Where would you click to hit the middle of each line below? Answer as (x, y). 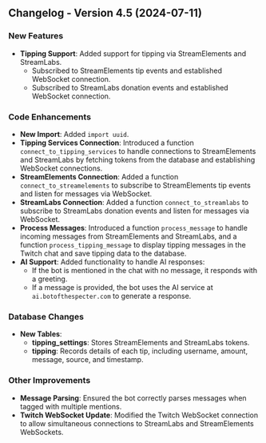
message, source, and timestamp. (87, 360)
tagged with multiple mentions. (71, 406)
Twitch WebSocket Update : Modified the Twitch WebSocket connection (139, 415)
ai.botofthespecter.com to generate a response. (111, 296)
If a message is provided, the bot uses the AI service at (122, 287)
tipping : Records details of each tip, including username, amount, (140, 351)
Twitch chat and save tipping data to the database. (103, 253)
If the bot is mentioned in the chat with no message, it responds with (145, 270)
